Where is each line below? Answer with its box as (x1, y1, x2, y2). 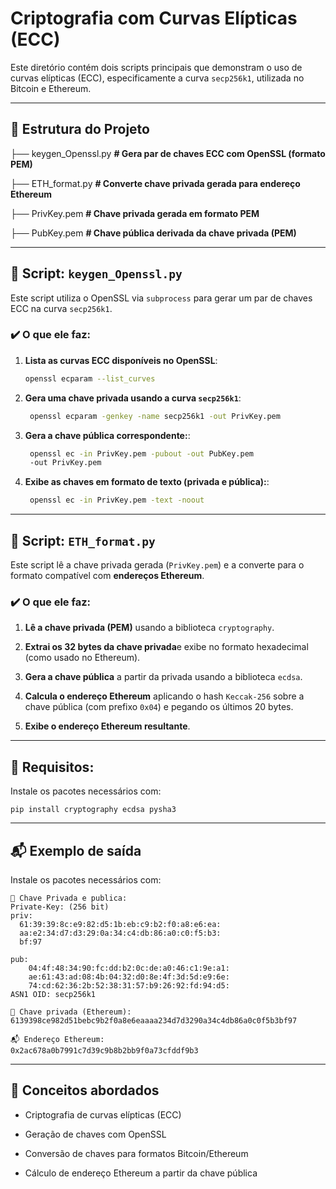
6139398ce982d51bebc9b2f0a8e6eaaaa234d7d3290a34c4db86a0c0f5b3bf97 (10, 1015, 298, 1026)
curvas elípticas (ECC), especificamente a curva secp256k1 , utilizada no (10, 72, 305, 84)
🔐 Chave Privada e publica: (10, 893, 128, 903)
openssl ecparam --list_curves (24, 373, 156, 384)
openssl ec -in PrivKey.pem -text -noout (29, 495, 205, 506)
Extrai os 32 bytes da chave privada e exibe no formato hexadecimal (24, 641, 309, 653)
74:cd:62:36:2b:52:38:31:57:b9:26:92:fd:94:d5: (28, 980, 230, 991)
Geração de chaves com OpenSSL (24, 1128, 167, 1140)
